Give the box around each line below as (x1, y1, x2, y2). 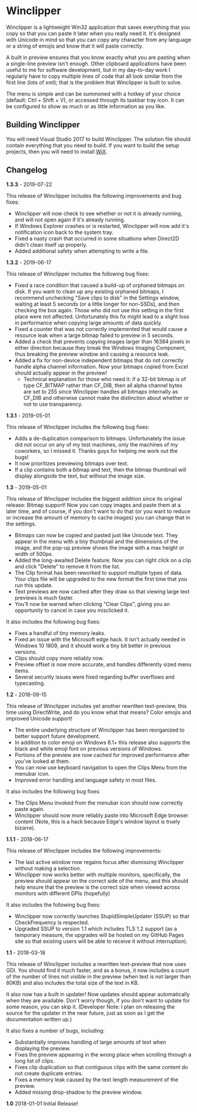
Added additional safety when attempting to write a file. (14, 247, 149, 254)
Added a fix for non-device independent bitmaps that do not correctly (14, 356, 184, 363)
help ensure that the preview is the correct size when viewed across (14, 883, 181, 891)
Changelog (6, 165, 48, 175)
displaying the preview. (14, 1044, 71, 1052)
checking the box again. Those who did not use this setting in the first (14, 306, 184, 313)
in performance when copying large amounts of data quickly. (14, 319, 163, 326)
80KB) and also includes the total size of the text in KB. (6, 979, 139, 986)
